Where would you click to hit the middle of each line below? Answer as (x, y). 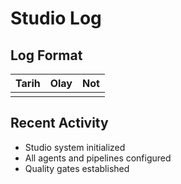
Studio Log (56, 18)
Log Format (46, 55)
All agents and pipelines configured (98, 158)
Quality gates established (77, 168)
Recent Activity (59, 123)
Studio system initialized (75, 147)
